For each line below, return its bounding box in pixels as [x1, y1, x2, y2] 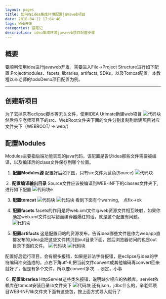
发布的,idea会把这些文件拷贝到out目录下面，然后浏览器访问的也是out [16, 237, 157, 243]
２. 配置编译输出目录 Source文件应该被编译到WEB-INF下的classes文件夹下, [5, 180, 158, 186]
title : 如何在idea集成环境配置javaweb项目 [5, 12, 85, 17]
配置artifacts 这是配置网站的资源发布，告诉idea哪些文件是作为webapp [12, 231, 157, 237]
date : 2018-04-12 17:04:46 [5, 16, 61, 21]
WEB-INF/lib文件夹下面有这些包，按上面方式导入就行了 [9, 289, 121, 295]
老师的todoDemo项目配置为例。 [18, 76, 83, 82]
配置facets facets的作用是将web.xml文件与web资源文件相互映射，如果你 [12, 207, 161, 213]
